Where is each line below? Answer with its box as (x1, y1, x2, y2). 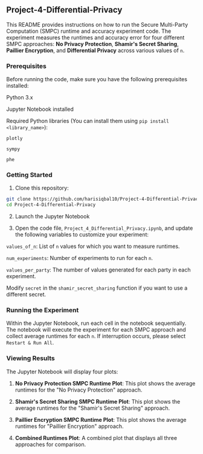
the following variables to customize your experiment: (14, 231, 149, 238)
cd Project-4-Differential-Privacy (6, 202, 96, 208)
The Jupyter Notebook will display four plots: (6, 368, 118, 375)
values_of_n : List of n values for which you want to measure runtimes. (6, 242, 180, 250)
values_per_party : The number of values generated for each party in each (6, 266, 191, 273)
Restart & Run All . (6, 339, 54, 346)
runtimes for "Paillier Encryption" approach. (14, 422, 124, 430)
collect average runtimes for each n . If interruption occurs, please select (6, 333, 186, 340)
